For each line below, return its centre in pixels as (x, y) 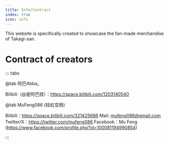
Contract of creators (49, 59)
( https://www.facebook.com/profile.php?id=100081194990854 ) (71, 128)
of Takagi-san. (20, 39)
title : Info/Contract (28, 10)
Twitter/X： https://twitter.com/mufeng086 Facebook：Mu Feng (71, 122)
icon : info (17, 19)
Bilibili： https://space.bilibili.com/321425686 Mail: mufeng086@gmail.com (83, 116)
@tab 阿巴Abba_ (22, 84)
